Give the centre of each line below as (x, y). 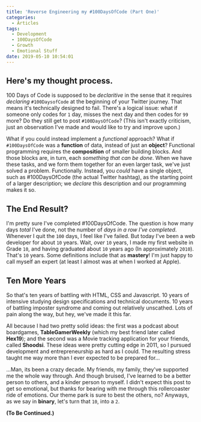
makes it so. (21, 190)
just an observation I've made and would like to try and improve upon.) (94, 127)
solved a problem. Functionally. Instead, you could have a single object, (94, 171)
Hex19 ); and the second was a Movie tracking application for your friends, (98, 339)
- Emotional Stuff (35, 51)
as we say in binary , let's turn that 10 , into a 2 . (63, 402)
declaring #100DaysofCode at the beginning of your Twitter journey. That (94, 102)
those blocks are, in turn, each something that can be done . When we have (99, 158)
